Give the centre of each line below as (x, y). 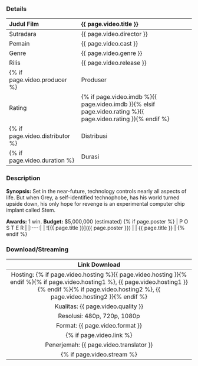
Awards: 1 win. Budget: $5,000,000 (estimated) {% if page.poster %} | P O (97, 221)
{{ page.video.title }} (110, 24)
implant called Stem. (31, 210)
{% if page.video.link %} (99, 335)
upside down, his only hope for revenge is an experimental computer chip (95, 203)
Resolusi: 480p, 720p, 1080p (99, 316)
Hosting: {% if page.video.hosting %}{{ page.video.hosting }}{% (99, 274)
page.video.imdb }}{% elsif (118, 104)
